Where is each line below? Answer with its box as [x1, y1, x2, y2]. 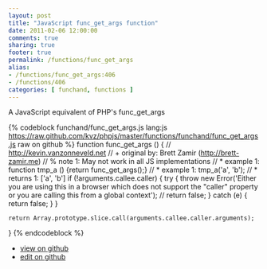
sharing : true [8, 41, 56, 49]
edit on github [19, 252, 66, 262]
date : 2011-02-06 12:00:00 [8, 26, 98, 34]
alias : [8, 64, 30, 72]
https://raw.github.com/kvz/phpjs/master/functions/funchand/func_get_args [8, 131, 259, 141]
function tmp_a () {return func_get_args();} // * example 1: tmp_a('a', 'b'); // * [8, 165, 258, 175]
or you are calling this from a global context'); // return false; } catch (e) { [8, 190, 248, 200]
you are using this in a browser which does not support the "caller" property [8, 182, 259, 192]
